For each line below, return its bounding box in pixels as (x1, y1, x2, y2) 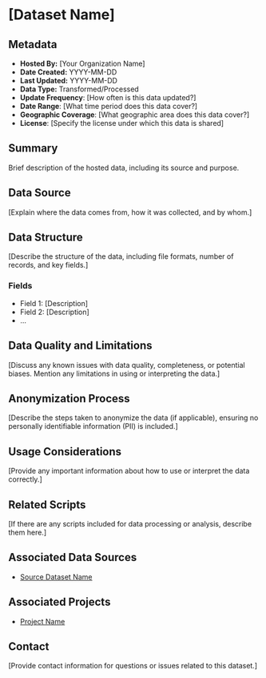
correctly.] (8, 474, 42, 484)
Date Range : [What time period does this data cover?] (19, 102, 198, 111)
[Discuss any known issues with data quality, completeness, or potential (8, 360, 245, 369)
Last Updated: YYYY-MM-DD (19, 76, 118, 85)
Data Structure (8, 231, 84, 244)
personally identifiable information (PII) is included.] (8, 422, 178, 431)
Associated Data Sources (8, 551, 137, 564)
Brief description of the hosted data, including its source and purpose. (8, 163, 240, 172)
